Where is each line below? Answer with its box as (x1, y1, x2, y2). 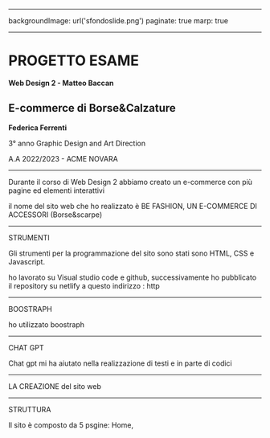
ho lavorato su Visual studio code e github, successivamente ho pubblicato (8, 272, 257, 282)
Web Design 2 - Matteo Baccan (8, 78, 114, 88)
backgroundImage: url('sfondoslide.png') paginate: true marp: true (8, 16, 229, 25)
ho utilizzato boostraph (8, 319, 85, 330)
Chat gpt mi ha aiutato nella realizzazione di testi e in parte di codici (8, 358, 232, 368)
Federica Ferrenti (8, 122, 67, 133)
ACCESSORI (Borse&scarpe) (8, 210, 103, 219)
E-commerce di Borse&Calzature (8, 101, 177, 115)
